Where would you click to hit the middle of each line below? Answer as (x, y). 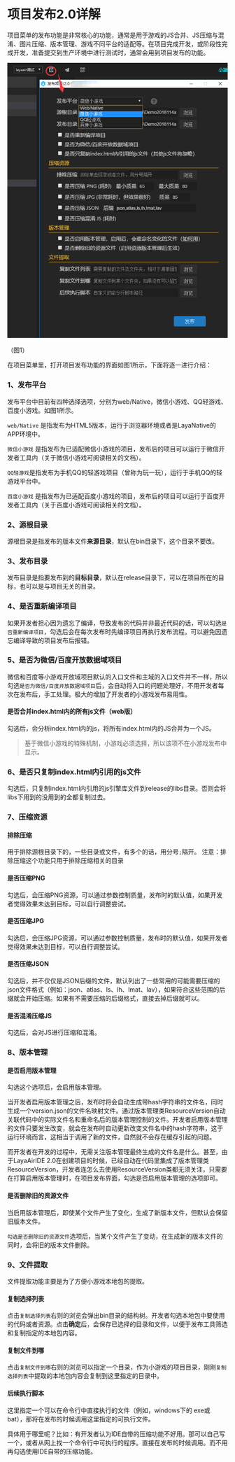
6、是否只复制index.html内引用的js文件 (74, 772)
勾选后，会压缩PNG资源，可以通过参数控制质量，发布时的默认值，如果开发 (115, 895)
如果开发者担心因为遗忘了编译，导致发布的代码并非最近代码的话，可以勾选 (114, 623)
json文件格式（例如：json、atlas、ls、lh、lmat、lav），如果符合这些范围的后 (116, 990)
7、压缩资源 (27, 817)
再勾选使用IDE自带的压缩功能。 (52, 1451)
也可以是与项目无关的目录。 (59, 586)
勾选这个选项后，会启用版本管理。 (56, 1087)
